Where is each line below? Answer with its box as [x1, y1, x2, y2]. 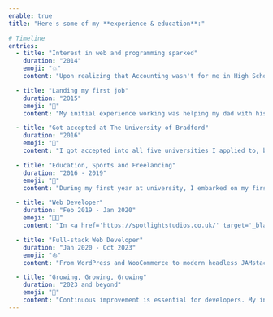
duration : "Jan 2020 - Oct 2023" [23, 243, 136, 252]
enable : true [8, 11, 53, 20]
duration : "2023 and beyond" [23, 281, 122, 289]
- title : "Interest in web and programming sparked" [15, 50, 198, 58]
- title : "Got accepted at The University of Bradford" [15, 124, 209, 132]
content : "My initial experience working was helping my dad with [23, 109, 253, 118]
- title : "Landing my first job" [15, 86, 129, 94]
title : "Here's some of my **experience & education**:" [8, 20, 206, 28]
